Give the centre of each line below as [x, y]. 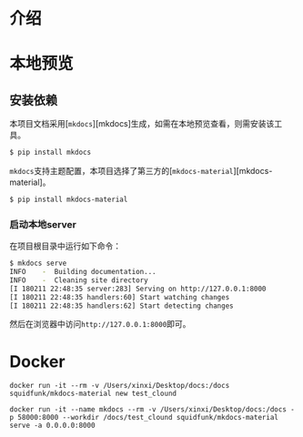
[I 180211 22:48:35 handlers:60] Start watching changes [120, 297]
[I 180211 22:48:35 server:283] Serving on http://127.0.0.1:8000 [138, 289]
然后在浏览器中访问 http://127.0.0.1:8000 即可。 [100, 324]
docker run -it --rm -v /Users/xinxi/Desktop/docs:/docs [120, 386]
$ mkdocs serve [38, 264]
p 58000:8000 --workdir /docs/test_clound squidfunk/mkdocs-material [144, 418]
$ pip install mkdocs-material [69, 200]
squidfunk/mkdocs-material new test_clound [93, 394]
